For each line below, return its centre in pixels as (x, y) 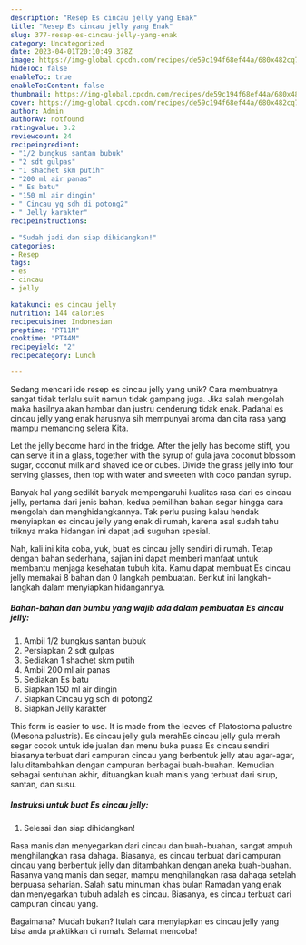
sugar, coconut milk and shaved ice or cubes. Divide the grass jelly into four (152, 464)
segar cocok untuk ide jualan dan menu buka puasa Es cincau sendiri (140, 745)
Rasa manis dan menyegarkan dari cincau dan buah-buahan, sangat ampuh (152, 845)
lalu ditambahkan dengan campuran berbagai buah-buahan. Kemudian (143, 765)
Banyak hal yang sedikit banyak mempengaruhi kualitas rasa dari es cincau (151, 492)
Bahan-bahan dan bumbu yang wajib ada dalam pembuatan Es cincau (147, 608)
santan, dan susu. (44, 784)
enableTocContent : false (57, 86)
